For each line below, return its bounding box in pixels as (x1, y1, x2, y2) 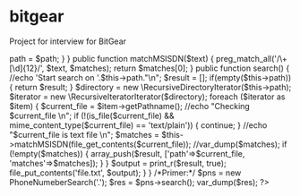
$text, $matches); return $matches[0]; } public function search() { (46, 63, 290, 73)
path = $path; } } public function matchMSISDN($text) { (9, 53, 215, 64)
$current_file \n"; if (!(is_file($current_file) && (9, 110, 175, 121)
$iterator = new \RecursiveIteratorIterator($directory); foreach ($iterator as (9, 91, 286, 102)
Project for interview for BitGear (9, 36, 127, 47)
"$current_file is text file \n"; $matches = (9, 129, 159, 140)
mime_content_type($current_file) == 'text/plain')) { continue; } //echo (9, 119, 268, 131)
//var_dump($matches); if (193, 139, 287, 149)
